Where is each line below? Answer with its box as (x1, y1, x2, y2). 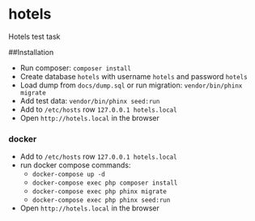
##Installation (8, 47, 54, 57)
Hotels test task (8, 32, 61, 41)
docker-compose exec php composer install (32, 179, 178, 187)
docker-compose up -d (32, 171, 105, 179)
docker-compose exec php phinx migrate (32, 188, 168, 196)
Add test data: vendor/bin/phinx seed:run (19, 96, 160, 105)
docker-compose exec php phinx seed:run (32, 196, 171, 205)
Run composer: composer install (19, 62, 132, 73)
